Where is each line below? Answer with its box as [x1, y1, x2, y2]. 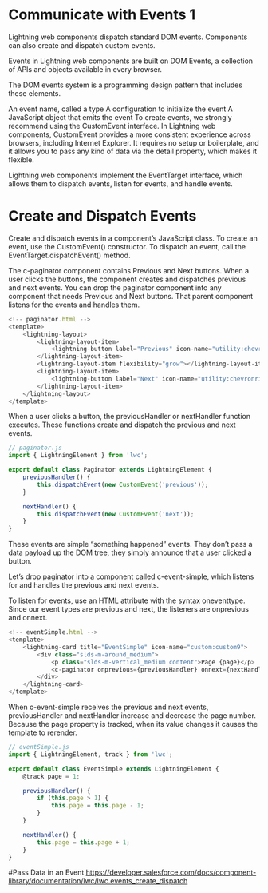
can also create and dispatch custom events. [8, 40, 156, 50]
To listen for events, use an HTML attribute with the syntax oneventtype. [8, 596, 246, 605]
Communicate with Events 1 [8, 6, 196, 24]
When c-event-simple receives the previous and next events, [8, 702, 209, 712]
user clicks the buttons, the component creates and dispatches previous [8, 274, 246, 284]
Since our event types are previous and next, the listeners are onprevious [8, 604, 250, 614]
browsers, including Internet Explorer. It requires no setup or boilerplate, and [8, 138, 259, 147]
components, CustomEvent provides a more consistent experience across [8, 130, 251, 139]
